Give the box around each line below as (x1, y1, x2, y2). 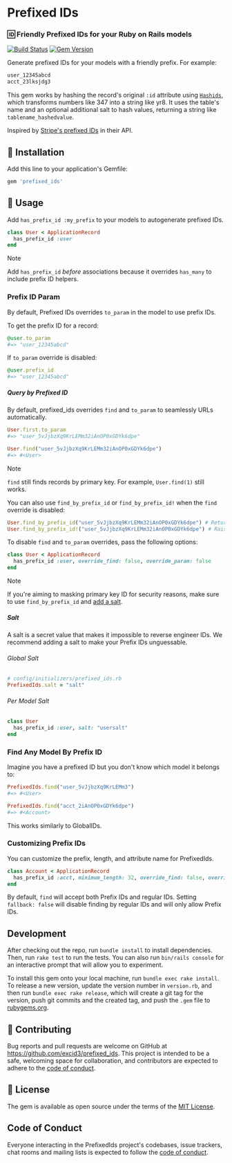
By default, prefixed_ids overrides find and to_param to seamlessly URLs (7, 406, 214, 414)
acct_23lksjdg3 (7, 78, 51, 86)
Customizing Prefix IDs (7, 838, 86, 848)
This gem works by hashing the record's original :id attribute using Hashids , (7, 91, 224, 100)
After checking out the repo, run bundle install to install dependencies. (7, 946, 213, 954)
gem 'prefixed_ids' (7, 178, 64, 185)
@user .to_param (7, 334, 51, 341)
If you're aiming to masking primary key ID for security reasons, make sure (7, 590, 220, 598)
